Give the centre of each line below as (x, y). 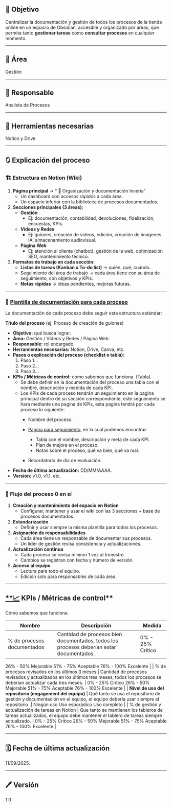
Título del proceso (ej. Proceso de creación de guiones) (64, 323)
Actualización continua (38, 549)
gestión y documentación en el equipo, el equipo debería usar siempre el (82, 699)
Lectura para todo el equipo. (50, 571)
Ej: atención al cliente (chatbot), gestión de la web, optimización (95, 251)
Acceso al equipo (31, 565)
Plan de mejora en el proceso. (67, 445)
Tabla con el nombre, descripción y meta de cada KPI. (93, 440)
